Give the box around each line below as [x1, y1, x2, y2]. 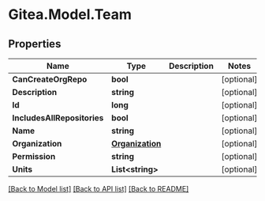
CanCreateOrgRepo [12, 74, 88, 85]
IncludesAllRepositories [12, 112, 104, 123]
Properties [8, 37, 62, 51]
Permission [12, 151, 56, 161]
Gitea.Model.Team [8, 6, 132, 24]
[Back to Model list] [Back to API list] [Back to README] [8, 184, 189, 193]
